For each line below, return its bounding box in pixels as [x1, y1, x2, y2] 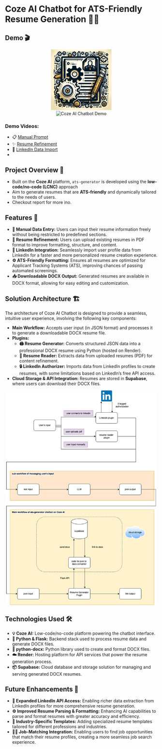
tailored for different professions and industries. [12, 724, 107, 730]
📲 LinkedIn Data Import [12, 147, 58, 153]
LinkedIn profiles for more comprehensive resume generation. [12, 703, 135, 709]
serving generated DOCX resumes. [12, 671, 82, 677]
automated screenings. [12, 267, 58, 273]
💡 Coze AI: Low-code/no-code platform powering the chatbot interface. [12, 630, 156, 636]
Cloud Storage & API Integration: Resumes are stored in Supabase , [12, 375, 147, 381]
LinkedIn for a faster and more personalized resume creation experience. [12, 252, 158, 258]
